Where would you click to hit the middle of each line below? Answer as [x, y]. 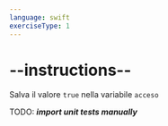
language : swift [40, 17]
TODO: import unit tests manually [73, 112]
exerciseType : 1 [40, 26]
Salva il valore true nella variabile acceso [84, 95]
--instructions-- [71, 70]
